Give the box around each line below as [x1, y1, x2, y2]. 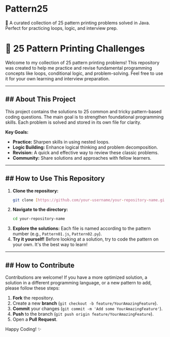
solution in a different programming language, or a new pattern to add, [5, 280, 152, 286]
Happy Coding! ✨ [5, 326, 41, 332]
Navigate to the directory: [12, 207, 68, 213]
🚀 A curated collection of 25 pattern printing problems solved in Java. [5, 20, 150, 26]
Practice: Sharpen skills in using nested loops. [12, 138, 110, 145]
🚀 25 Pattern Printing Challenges [5, 43, 145, 55]
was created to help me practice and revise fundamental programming [5, 65, 152, 71]
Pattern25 [5, 3, 48, 15]
